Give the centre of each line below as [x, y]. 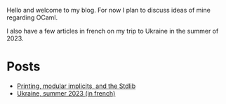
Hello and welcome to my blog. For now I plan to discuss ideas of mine [109, 10]
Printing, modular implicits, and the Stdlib [76, 86]
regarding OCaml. [32, 17]
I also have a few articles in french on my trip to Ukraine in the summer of [113, 31]
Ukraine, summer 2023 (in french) [66, 93]
